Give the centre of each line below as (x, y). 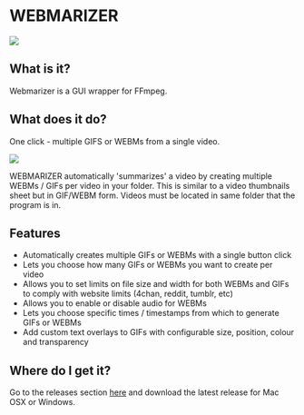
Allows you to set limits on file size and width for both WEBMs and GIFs (156, 284)
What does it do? (58, 119)
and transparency (55, 342)
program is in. (35, 204)
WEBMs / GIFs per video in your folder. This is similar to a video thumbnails (150, 185)
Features (35, 233)
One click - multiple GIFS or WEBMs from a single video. (115, 141)
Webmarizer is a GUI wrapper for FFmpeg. (88, 91)
